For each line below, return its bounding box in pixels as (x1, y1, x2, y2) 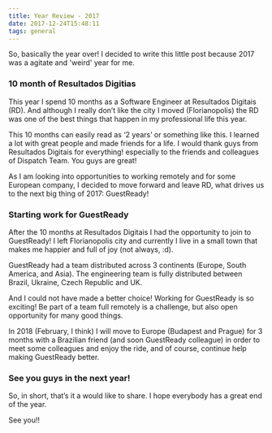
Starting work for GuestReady (8, 209, 129, 220)
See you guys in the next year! (8, 372, 131, 383)
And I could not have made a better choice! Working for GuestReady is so (8, 293, 254, 303)
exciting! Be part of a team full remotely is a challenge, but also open (8, 301, 238, 311)
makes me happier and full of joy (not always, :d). (8, 245, 174, 254)
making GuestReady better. (8, 352, 100, 362)
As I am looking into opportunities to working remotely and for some (8, 171, 236, 181)
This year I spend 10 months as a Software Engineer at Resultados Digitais (8, 97, 257, 106)
